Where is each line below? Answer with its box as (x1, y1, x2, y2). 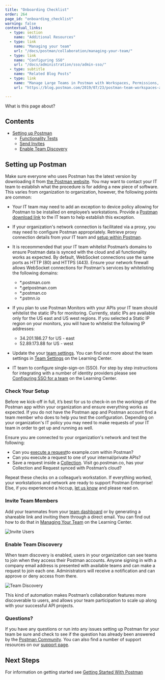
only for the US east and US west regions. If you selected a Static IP (12, 315, 150, 321)
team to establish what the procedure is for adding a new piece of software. (5, 184, 159, 190)
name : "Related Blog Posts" (14, 71, 71, 76)
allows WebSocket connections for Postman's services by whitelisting (12, 265, 154, 271)
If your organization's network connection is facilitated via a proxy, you (12, 224, 156, 230)
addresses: (12, 326, 35, 332)
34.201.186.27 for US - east (19, 336, 75, 341)
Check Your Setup (5, 388, 49, 395)
